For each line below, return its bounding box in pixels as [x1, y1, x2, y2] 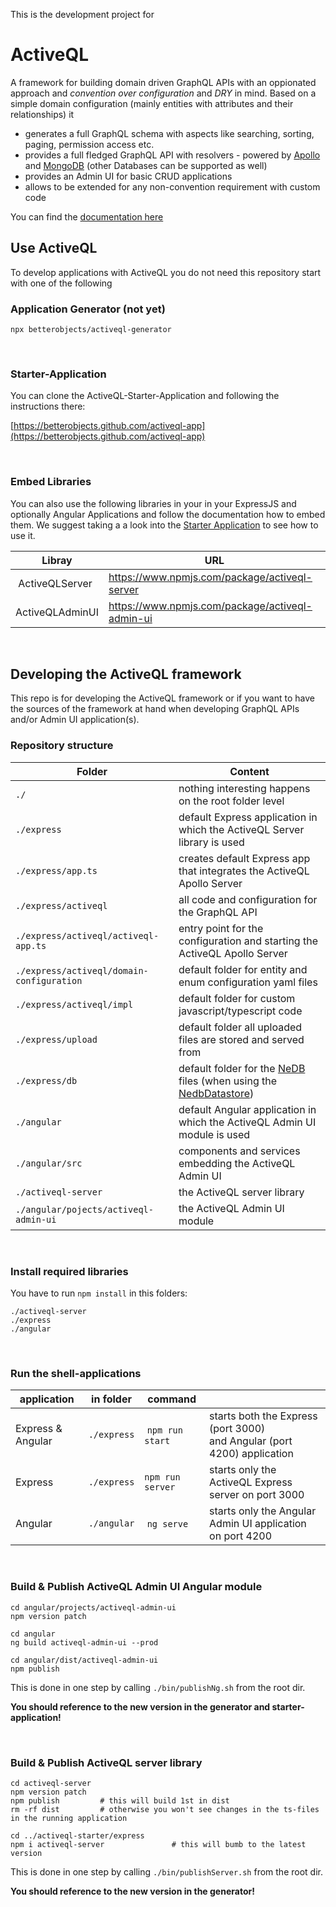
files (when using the [178, 1074, 278, 1088]
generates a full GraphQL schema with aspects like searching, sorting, [24, 127, 315, 139]
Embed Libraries [10, 475, 92, 489]
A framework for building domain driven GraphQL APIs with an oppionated [10, 76, 317, 88]
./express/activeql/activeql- [15, 930, 160, 941]
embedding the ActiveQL [178, 1156, 296, 1170]
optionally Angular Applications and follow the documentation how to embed [10, 508, 326, 520]
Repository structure [10, 739, 114, 753]
